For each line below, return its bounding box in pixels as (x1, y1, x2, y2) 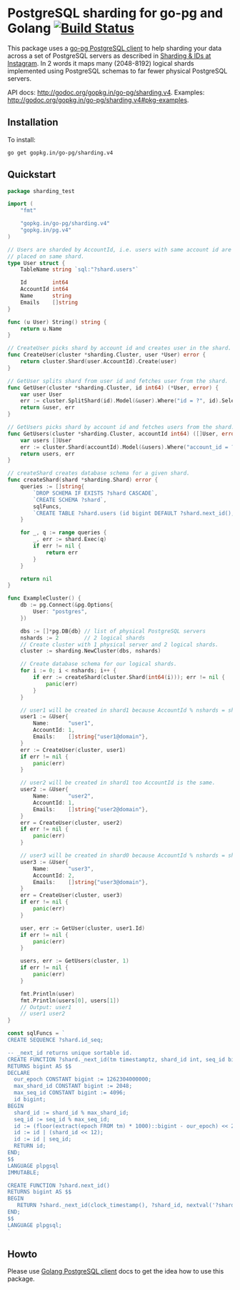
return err (45, 549, 79, 556)
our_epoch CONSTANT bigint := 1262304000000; (14, 1076, 152, 1083)
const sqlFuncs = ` (7, 1030, 66, 1037)
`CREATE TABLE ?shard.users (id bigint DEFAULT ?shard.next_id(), (33, 510, 235, 517)
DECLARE (7, 1069, 31, 1076)
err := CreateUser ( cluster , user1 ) (20, 746, 126, 753)
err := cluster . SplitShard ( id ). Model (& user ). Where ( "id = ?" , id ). (20, 397, 222, 405)
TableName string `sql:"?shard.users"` (20, 266, 139, 273)
